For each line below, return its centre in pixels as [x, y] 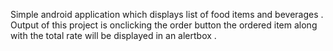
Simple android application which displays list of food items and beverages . [167, 14]
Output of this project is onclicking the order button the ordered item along [164, 25]
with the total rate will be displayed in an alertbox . [113, 35]
